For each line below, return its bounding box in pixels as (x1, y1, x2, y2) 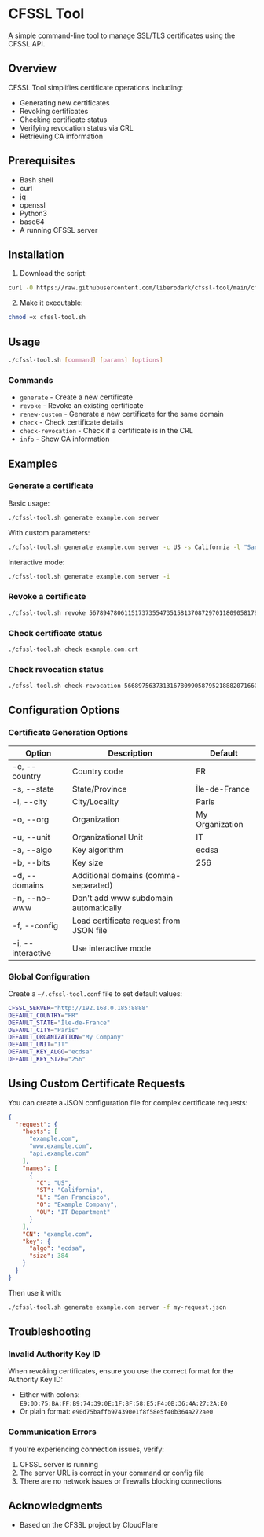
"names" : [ (22, 1164, 58, 1172)
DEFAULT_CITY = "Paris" (8, 1026, 79, 1034)
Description (108, 748, 153, 759)
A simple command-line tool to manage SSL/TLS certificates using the (8, 31, 236, 40)
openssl (19, 200, 46, 209)
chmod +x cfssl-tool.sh (8, 314, 86, 322)
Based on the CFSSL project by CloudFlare (19, 1520, 159, 1529)
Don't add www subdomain (71, 892, 174, 903)
